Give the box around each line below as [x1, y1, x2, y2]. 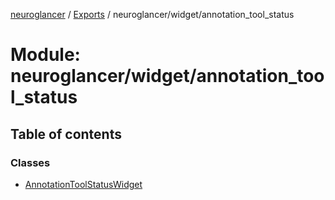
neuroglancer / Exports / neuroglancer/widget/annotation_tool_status [10, 9, 295, 20]
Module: [10, 44, 81, 66]
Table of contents [10, 125, 122, 143]
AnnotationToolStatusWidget [24, 178, 143, 190]
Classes [10, 155, 51, 169]
